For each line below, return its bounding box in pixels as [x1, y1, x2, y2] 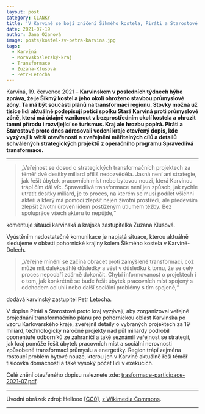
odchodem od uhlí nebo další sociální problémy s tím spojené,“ [21, 284, 179, 291]
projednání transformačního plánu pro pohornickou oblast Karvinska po [6, 314, 186, 321]
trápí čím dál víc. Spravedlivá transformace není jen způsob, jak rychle [21, 184, 198, 191]
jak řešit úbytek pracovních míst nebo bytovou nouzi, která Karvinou [21, 177, 193, 184]
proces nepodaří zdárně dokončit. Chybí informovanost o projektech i [21, 271, 196, 278]
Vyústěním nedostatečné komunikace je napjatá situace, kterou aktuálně [6, 233, 189, 241]
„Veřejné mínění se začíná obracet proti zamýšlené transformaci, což [21, 258, 194, 266]
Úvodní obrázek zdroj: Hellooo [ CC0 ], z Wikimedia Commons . [6, 395, 162, 403]
